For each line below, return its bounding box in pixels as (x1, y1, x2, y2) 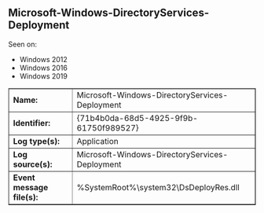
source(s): (13, 159, 53, 170)
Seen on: (8, 39, 38, 49)
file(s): (13, 192, 38, 203)
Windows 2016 (19, 63, 68, 72)
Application (76, 135, 119, 146)
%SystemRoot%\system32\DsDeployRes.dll (76, 182, 240, 193)
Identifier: (13, 117, 51, 128)
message (13, 182, 49, 193)
